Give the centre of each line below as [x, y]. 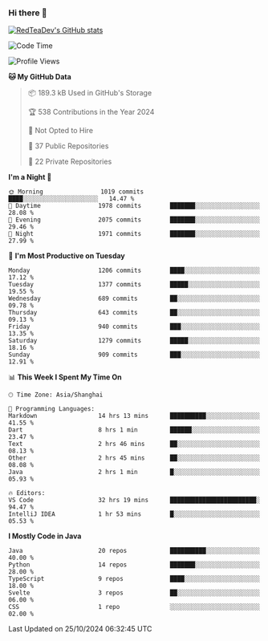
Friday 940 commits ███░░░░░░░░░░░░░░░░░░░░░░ [134, 327]
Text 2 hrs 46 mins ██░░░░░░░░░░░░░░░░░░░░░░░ [134, 444]
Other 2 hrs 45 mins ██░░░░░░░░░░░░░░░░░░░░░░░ [134, 458]
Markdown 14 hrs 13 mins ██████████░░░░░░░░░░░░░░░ [134, 416]
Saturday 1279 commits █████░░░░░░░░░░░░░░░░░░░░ [134, 341]
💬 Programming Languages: [51, 409]
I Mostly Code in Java [45, 536]
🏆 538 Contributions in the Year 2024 [91, 112]
